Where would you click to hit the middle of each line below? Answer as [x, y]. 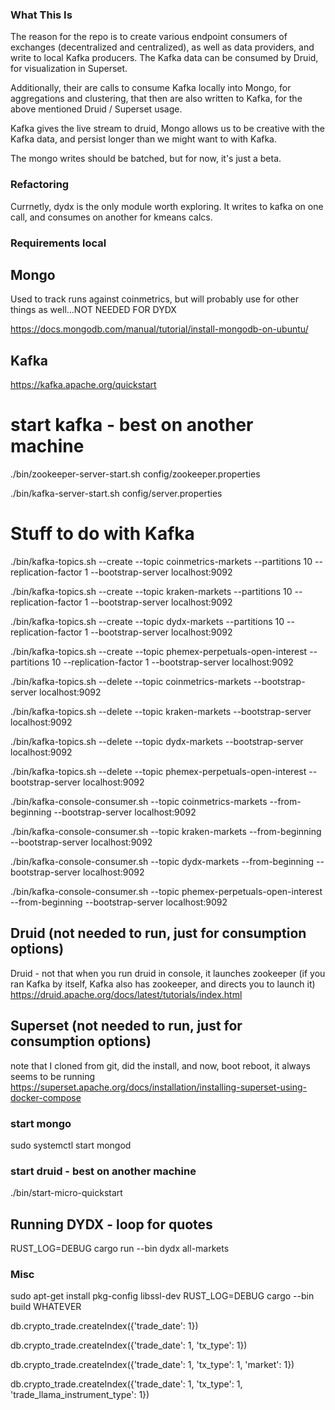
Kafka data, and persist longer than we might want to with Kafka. [144, 139]
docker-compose [46, 1097]
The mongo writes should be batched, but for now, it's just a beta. [146, 159]
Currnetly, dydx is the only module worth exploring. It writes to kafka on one [167, 206]
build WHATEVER [46, 1307]
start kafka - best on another [132, 425]
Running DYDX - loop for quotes [111, 1224]
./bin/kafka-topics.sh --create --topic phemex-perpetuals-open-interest [159, 652]
